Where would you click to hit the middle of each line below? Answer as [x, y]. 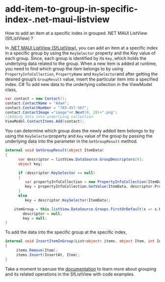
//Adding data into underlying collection [49, 117]
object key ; [30, 164]
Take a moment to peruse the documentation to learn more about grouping [81, 269]
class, [11, 89]
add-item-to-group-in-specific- [72, 9]
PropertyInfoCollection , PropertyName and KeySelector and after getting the [82, 74]
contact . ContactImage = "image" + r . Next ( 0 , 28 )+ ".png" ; [61, 112]
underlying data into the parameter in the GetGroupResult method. [71, 141]
